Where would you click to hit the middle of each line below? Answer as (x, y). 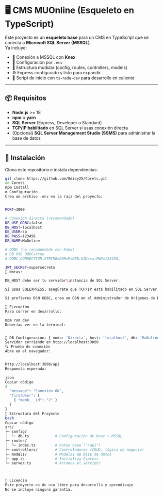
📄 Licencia (16, 480)
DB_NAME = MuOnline (23, 241)
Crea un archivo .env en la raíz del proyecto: (54, 197)
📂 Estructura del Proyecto (32, 414)
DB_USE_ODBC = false (24, 223)
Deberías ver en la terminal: (36, 325)
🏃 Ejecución (17, 307)
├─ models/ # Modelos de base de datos (58, 454)
